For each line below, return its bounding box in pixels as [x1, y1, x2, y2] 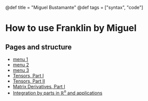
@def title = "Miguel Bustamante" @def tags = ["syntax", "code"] [5, 5, 143, 10]
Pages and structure [5, 43, 72, 51]
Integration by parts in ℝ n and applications [12, 89, 103, 96]
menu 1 [12, 56, 28, 62]
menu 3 [12, 67, 29, 73]
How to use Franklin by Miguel [5, 23, 137, 34]
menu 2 [12, 62, 29, 68]
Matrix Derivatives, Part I [12, 84, 65, 89]
